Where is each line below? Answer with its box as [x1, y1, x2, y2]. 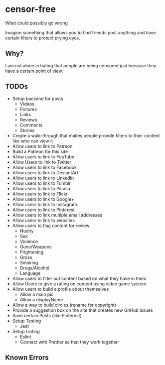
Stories [19, 127, 35, 133]
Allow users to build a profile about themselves [12, 286, 109, 292]
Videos [19, 101, 35, 107]
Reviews [19, 117, 37, 122]
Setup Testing [12, 318, 41, 324]
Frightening [19, 249, 44, 255]
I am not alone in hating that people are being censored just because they [5, 62, 157, 68]
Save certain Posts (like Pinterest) [12, 312, 82, 318]
